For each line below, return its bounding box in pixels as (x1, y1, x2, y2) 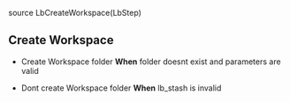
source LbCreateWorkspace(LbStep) (8, 8, 142, 18)
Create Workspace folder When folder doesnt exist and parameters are (20, 56, 281, 67)
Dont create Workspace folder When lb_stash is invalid (20, 83, 222, 93)
